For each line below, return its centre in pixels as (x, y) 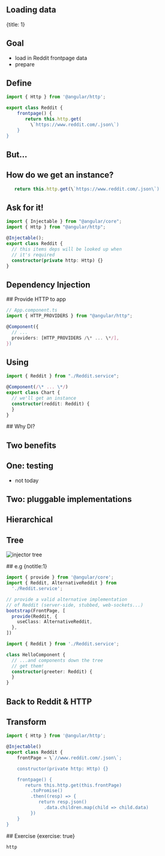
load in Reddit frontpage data (51, 58)
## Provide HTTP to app (36, 299)
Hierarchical (29, 520)
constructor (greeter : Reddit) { (52, 671)
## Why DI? (21, 426)
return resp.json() (62, 802)
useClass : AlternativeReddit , (55, 622)
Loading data (31, 10)
